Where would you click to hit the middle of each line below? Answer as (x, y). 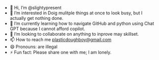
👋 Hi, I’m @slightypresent (36, 8)
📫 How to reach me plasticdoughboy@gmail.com (60, 39)
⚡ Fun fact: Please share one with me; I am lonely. (60, 52)
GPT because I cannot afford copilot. (47, 29)
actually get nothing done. (36, 18)
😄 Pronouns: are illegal (34, 47)
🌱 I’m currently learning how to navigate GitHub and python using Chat (82, 23)
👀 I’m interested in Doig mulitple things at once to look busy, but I (76, 13)
